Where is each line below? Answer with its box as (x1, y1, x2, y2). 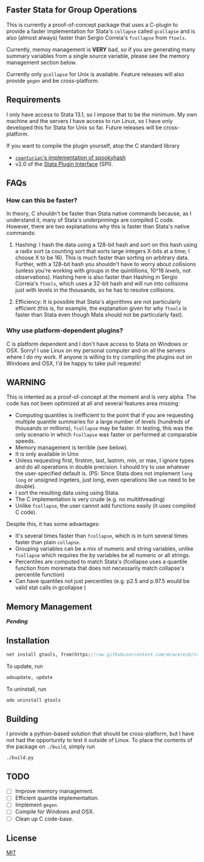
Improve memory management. (15, 788, 94, 795)
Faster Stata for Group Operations (6, 5, 137, 15)
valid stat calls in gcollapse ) (15, 584, 86, 591)
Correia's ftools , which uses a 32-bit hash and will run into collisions (15, 280, 188, 287)
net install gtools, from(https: (6, 651, 91, 658)
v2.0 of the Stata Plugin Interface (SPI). (15, 160, 114, 167)
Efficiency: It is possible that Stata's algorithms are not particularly (15, 298, 182, 306)
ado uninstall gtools (6, 697, 61, 703)
